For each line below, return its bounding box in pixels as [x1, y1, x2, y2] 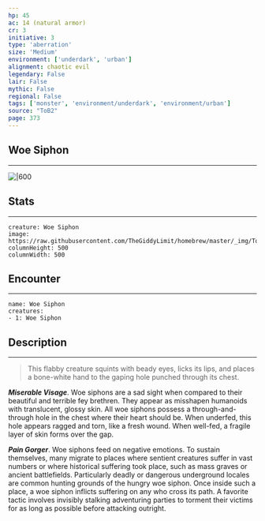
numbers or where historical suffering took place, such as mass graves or [8, 462, 248, 471]
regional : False [8, 92, 62, 100]
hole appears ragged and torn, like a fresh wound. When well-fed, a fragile [8, 422, 251, 431]
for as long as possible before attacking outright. [8, 504, 166, 513]
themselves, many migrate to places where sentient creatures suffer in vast [8, 453, 253, 463]
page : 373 [8, 114, 41, 122]
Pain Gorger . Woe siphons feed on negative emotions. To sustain [8, 445, 221, 455]
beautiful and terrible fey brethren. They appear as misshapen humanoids [8, 396, 248, 406]
